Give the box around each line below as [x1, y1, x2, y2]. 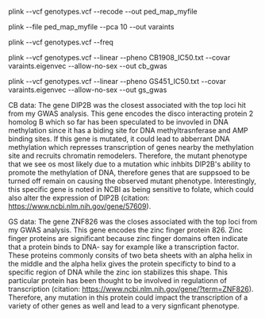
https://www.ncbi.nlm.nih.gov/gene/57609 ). [8, 201, 152, 211]
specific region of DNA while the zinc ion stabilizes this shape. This [8, 267, 229, 277]
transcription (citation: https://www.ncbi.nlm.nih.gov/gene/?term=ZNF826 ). [8, 285, 254, 293]
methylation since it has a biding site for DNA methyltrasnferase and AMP [8, 126, 248, 135]
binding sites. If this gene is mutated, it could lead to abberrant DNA [8, 134, 230, 144]
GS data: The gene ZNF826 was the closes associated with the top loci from [8, 217, 258, 226]
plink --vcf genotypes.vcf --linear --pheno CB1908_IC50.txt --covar [8, 53, 231, 62]
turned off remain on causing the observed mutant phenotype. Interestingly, [8, 176, 256, 186]
